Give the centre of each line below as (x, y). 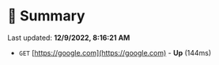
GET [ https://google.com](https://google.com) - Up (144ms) (115, 52)
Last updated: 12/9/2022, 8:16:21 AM (69, 38)
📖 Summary (46, 16)
